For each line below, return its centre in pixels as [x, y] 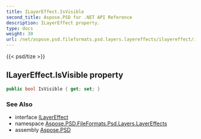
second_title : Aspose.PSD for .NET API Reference [69, 17]
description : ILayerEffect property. [53, 23]
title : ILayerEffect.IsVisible [45, 12]
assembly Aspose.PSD [43, 129]
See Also [19, 104]
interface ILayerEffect [42, 117]
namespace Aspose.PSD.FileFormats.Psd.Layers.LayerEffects [91, 123]
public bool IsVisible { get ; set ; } [53, 89]
